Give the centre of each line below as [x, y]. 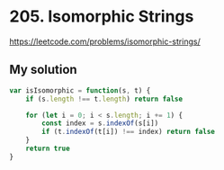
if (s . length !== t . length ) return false [104, 99]
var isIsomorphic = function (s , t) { [80, 90]
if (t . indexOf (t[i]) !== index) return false [129, 132]
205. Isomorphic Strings [102, 17]
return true [48, 148]
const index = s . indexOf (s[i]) [100, 123]
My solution [44, 70]
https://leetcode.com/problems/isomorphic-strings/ [105, 41]
